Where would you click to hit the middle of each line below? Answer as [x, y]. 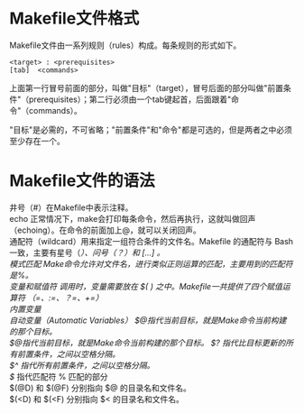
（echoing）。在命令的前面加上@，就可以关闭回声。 [105, 230]
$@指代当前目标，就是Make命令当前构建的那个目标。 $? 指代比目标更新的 [147, 343]
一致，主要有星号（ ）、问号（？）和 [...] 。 [87, 252]
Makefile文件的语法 [82, 181]
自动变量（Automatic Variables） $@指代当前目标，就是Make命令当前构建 [148, 320]
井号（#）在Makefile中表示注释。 [71, 207]
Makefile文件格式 [74, 18]
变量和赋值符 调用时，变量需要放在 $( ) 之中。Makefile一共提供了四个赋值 [146, 286]
